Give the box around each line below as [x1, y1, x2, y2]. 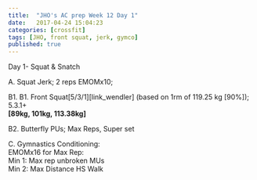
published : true [8, 41, 61, 49]
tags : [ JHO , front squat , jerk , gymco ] [8, 33, 139, 41]
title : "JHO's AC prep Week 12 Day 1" [8, 11, 139, 20]
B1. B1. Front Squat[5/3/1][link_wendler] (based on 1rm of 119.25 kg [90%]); [8, 92, 249, 102]
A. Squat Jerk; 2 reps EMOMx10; [8, 77, 114, 87]
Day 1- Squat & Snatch [8, 62, 81, 71]
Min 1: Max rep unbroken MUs [8, 156, 105, 165]
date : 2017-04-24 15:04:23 [8, 19, 103, 27]
